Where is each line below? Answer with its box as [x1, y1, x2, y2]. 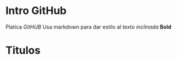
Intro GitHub [5, 4, 67, 17]
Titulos [5, 44, 41, 57]
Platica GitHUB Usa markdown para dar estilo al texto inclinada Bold [5, 23, 172, 30]
